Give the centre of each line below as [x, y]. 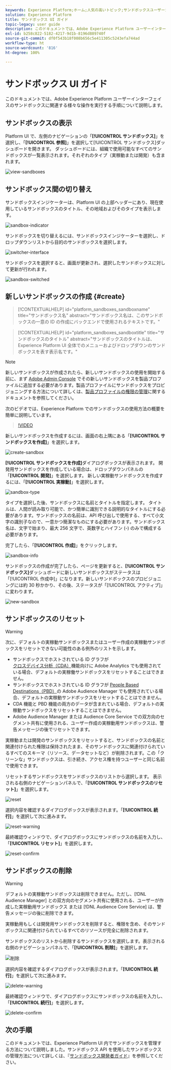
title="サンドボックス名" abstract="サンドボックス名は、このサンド [88, 315]
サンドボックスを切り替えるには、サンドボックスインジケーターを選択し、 [83, 236]
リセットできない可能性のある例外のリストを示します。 [81, 648]
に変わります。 [21, 591]
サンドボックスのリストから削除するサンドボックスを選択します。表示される [85, 941]
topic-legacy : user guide [33, 24]
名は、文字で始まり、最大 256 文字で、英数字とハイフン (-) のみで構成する [83, 528]
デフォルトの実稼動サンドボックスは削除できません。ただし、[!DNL [76, 894]
